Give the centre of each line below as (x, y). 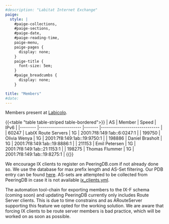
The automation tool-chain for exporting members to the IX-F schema (77, 190)
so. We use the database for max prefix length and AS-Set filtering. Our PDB (84, 169)
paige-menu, (27, 43)
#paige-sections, (32, 29)
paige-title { (29, 61)
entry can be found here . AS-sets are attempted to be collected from (76, 175)
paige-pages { (29, 47)
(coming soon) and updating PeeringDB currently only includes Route (77, 195)
